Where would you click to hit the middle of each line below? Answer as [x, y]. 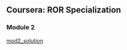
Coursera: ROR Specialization [64, 10]
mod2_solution [25, 41]
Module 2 [21, 27]
